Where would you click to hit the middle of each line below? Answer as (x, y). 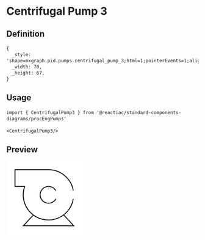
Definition (25, 34)
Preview (22, 150)
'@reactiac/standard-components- (139, 112)
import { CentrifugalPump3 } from (50, 112)
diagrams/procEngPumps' (37, 118)
